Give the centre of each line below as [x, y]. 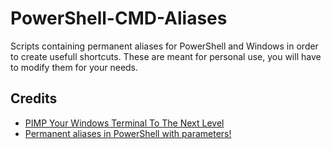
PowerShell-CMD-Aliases [119, 18]
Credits [34, 98]
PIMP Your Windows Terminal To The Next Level [124, 123]
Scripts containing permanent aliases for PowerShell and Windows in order [164, 46]
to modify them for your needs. [74, 67]
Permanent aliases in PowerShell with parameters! [128, 133]
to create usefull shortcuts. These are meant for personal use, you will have [166, 56]
